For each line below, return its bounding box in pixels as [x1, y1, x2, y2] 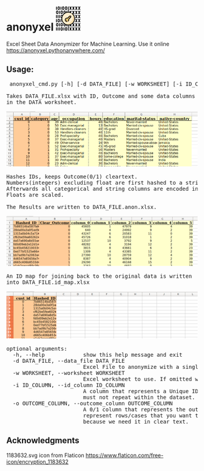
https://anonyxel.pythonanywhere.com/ [6, 46, 105, 54]
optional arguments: [6, 345, 68, 352]
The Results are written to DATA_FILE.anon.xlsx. [6, 204, 157, 211]
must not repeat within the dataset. [83, 394, 195, 401]
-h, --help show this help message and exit [12, 351, 183, 358]
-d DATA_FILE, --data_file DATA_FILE [12, 357, 125, 364]
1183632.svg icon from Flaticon [6, 452, 85, 459]
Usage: [6, 64, 35, 75]
